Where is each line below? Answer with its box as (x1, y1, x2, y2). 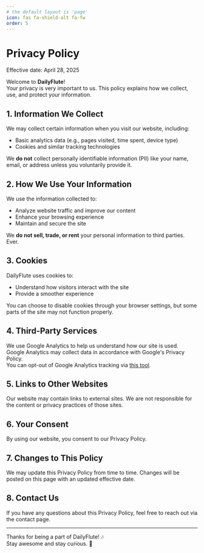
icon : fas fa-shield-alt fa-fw (6, 15, 86, 21)
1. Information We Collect (6, 109, 104, 119)
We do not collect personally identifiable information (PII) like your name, (6, 155, 189, 162)
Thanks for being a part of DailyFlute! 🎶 (6, 533, 104, 540)
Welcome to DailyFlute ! (6, 78, 66, 86)
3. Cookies (6, 256, 47, 266)
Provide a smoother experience (15, 290, 94, 297)
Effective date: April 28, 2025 (6, 66, 80, 74)
